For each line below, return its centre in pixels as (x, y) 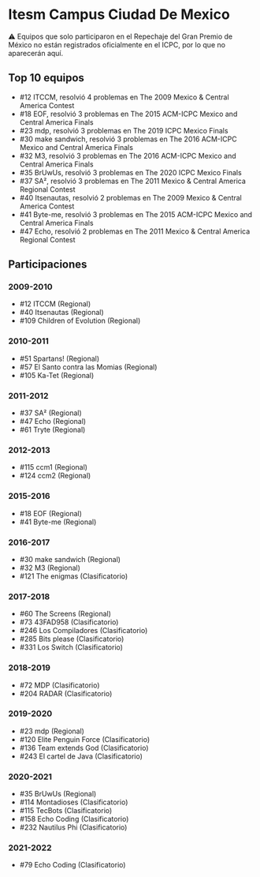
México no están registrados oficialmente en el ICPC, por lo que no (117, 44)
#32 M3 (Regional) (50, 568)
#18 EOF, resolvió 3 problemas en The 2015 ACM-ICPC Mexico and (128, 114)
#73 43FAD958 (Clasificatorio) (69, 622)
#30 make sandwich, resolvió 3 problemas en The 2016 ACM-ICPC (128, 139)
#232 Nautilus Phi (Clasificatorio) (73, 827)
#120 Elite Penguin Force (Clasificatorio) (85, 739)
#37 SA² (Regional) (51, 413)
